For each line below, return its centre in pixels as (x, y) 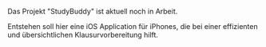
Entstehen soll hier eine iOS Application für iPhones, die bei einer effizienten (133, 26)
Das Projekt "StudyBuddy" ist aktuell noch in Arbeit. (93, 11)
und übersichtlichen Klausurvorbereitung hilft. (83, 35)
